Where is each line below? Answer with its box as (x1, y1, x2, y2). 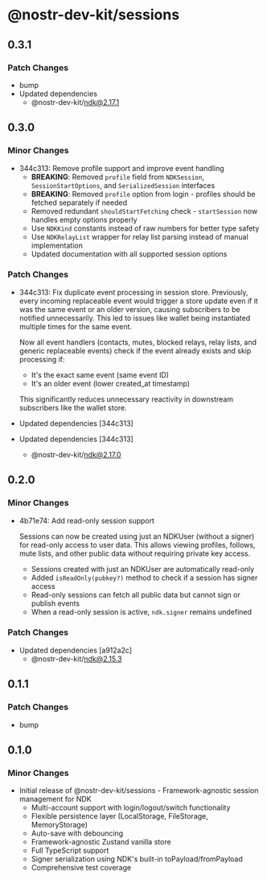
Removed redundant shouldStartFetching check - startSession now (31, 206, 258, 215)
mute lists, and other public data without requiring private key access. (18, 548, 251, 558)
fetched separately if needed (31, 198, 128, 207)
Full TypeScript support (31, 845, 109, 856)
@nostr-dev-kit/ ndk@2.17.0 (31, 449, 121, 459)
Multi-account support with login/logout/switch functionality (31, 803, 231, 812)
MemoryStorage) (31, 820, 88, 830)
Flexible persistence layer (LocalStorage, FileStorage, (31, 811, 208, 821)
